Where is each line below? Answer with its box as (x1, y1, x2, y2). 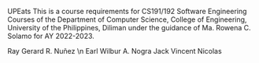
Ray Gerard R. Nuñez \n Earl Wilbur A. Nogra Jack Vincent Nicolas (7, 47, 222, 55)
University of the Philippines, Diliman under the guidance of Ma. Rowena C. (7, 23, 251, 32)
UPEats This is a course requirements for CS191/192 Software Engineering (7, 7, 247, 16)
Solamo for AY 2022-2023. (7, 31, 95, 40)
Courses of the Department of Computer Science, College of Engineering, (7, 15, 247, 24)
